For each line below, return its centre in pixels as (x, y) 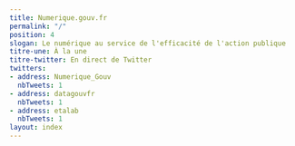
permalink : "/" (38, 26)
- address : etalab (44, 111)
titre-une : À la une (49, 52)
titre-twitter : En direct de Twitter (81, 60)
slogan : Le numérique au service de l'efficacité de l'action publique (147, 43)
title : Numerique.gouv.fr (58, 18)
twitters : (28, 69)
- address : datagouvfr (52, 93)
